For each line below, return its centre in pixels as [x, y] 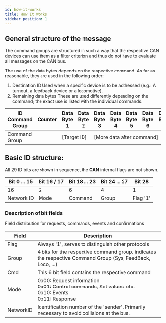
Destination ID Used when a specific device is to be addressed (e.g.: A [84, 86]
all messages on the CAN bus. [36, 61]
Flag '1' [142, 198]
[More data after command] [126, 137]
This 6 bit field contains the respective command [94, 273]
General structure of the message [58, 39]
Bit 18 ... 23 [82, 182]
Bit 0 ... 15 [21, 182]
